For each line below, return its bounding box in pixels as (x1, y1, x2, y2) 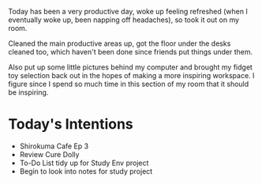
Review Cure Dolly (19, 149, 80, 159)
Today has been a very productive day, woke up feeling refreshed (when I (8, 7, 249, 16)
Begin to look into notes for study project (19, 166, 153, 176)
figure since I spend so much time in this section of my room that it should (8, 79, 249, 88)
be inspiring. (8, 88, 49, 97)
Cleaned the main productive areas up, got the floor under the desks (8, 39, 231, 48)
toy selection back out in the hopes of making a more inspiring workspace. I (8, 71, 255, 80)
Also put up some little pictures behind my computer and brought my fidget (8, 62, 253, 72)
